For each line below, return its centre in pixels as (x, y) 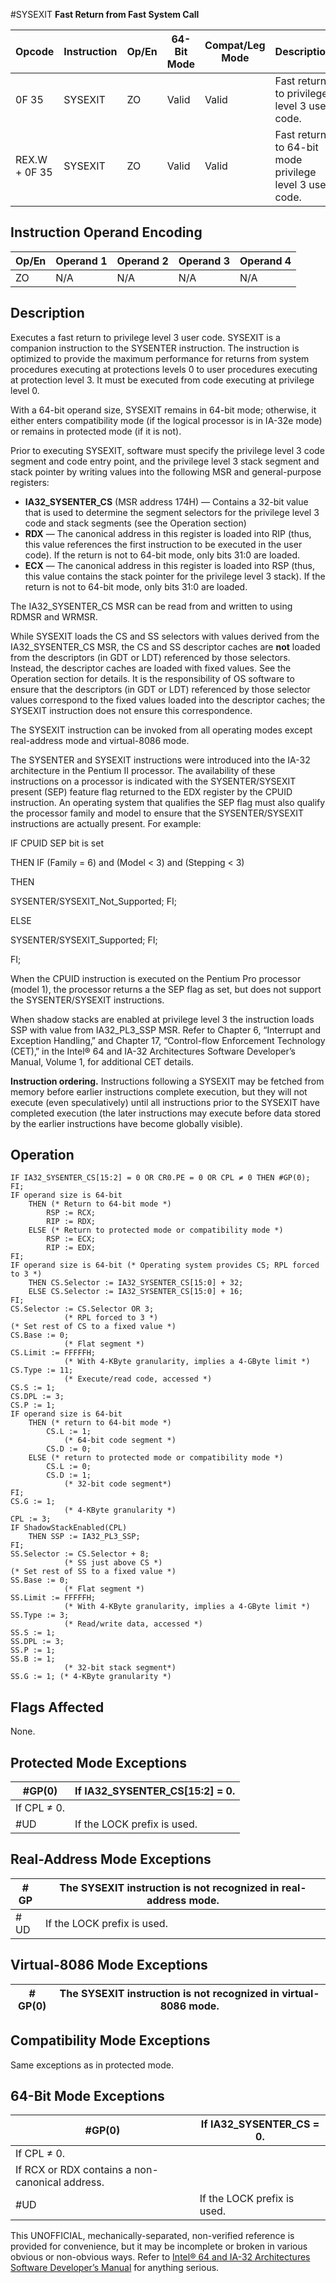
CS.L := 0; (69, 1467)
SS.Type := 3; (40, 1615)
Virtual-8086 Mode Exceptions (109, 1965)
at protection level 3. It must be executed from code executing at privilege (162, 380)
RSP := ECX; (71, 1239)
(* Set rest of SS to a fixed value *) (93, 1572)
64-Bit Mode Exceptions (87, 2095)
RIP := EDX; (71, 1248)
